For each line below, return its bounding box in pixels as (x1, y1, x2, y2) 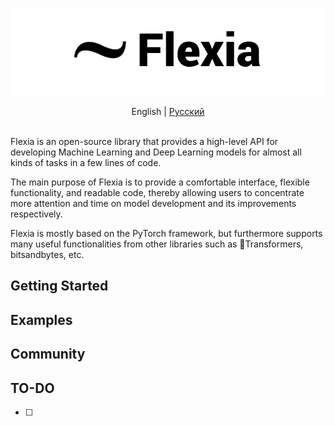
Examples (10, 311, 73, 328)
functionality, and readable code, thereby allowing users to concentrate (10, 187, 305, 198)
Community (10, 346, 86, 363)
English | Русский (131, 106, 205, 117)
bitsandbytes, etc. (10, 249, 85, 260)
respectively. (10, 208, 63, 220)
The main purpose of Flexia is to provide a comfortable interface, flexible (10, 176, 310, 188)
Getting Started (10, 278, 109, 295)
